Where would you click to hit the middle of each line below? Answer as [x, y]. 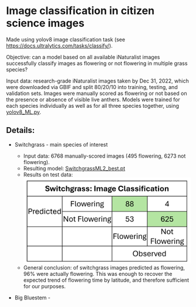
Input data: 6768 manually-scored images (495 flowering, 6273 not [104, 156]
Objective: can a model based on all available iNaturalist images [83, 57]
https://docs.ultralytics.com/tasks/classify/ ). [60, 46]
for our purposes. [45, 286]
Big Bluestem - [33, 298]
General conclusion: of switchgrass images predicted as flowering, [104, 267]
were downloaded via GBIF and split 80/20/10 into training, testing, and [92, 87]
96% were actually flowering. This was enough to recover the [98, 274]
